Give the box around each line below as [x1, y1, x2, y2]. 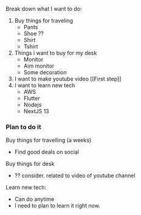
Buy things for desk [5, 160, 55, 167]
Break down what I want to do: [5, 5, 83, 12]
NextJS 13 [23, 108, 49, 115]
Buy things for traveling [14, 17, 74, 24]
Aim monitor [23, 62, 55, 69]
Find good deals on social [14, 149, 80, 156]
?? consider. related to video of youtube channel [14, 172, 136, 179]
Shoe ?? [23, 30, 44, 37]
